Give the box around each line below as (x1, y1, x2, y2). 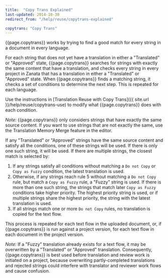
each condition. (5, 107, 38, 113)
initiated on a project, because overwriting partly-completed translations (5, 257, 155, 263)
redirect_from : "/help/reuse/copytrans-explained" (5, 17, 114, 22)
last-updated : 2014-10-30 (5, 12, 59, 17)
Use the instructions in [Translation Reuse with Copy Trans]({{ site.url (5, 97, 149, 103)
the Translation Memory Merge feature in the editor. (5, 128, 112, 134)
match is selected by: (5, 153, 49, 159)
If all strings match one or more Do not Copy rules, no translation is (12, 206, 150, 212)
